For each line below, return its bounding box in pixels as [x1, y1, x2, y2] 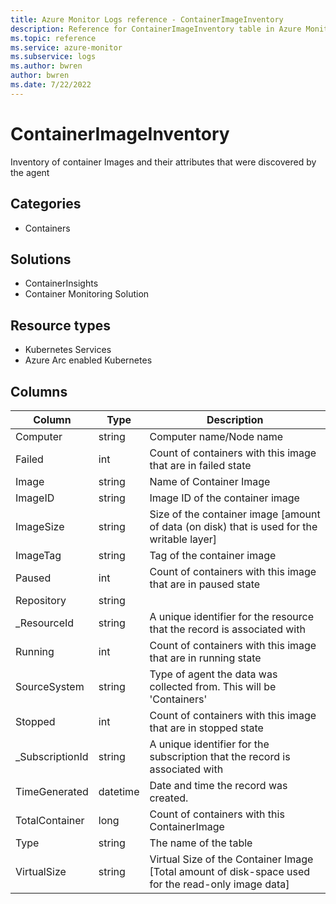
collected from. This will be [149, 679, 277, 693]
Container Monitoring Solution [24, 288, 150, 300]
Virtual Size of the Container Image [149, 852, 314, 866]
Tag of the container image [149, 548, 277, 562]
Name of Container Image [149, 474, 271, 488]
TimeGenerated [15, 784, 89, 798]
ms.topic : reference [10, 33, 97, 43]
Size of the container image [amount [149, 507, 321, 521]
